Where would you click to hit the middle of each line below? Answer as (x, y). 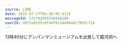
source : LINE (18, 9)
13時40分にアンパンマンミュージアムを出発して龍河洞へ (61, 37)
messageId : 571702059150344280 (37, 18)
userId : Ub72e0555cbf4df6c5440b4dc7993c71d (50, 23)
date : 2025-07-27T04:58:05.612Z (38, 14)
